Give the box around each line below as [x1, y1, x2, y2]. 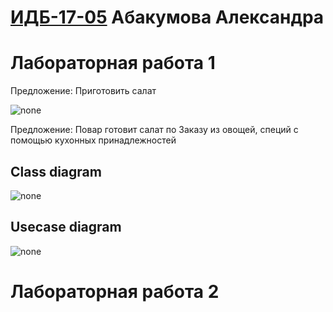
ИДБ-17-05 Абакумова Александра [10, 6, 325, 29]
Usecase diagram [10, 219, 122, 236]
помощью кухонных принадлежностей [10, 134, 177, 146]
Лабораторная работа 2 [10, 280, 220, 303]
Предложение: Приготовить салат [10, 85, 157, 97]
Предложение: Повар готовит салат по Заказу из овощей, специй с [10, 124, 299, 136]
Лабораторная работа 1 [10, 52, 216, 75]
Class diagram [10, 163, 102, 180]
